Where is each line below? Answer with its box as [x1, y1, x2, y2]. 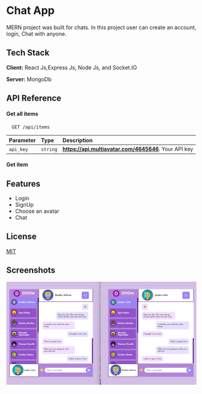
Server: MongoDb [6, 75, 52, 82]
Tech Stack [6, 48, 50, 58]
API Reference [6, 93, 62, 104]
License [6, 232, 37, 242]
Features [6, 178, 41, 189]
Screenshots [6, 265, 56, 276]
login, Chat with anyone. [6, 30, 67, 37]
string [41, 147, 57, 153]
